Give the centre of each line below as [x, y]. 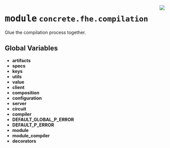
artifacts [21, 60]
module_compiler [31, 135]
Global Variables [31, 48]
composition [26, 92]
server [19, 103]
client [18, 87]
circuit [19, 109]
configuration [27, 98]
